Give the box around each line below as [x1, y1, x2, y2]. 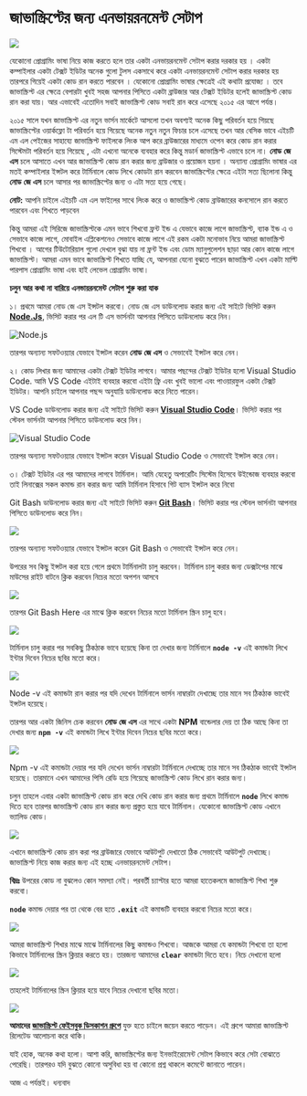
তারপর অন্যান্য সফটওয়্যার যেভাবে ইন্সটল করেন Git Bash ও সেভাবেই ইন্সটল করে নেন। [9, 543, 240, 553]
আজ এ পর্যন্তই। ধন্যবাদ [9, 1077, 70, 1088]
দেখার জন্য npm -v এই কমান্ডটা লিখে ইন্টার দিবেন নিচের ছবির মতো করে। [9, 726, 204, 737]
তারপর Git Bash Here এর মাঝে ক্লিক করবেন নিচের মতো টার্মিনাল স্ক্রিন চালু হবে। [9, 606, 228, 617]
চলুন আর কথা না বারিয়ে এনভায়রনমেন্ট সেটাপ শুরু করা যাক [9, 282, 158, 293]
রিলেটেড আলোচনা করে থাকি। [9, 1030, 88, 1041]
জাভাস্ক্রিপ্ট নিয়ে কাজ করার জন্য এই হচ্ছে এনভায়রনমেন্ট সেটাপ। [9, 857, 174, 868]
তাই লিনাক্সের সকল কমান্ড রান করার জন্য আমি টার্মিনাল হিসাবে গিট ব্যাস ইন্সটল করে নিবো [9, 479, 235, 490]
